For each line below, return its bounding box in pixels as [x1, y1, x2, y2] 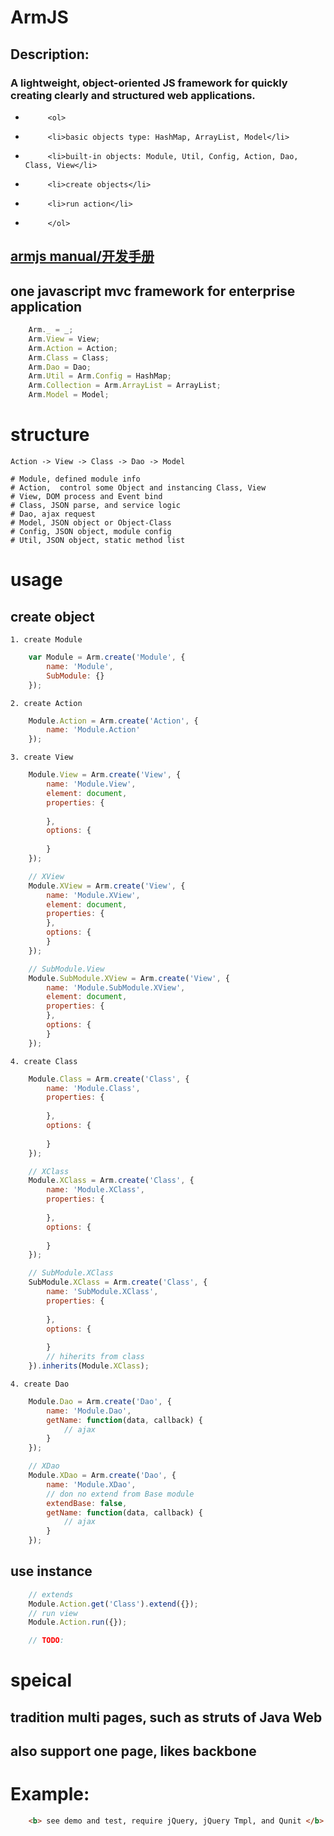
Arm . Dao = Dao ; [28, 362, 92, 372]
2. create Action [10, 698, 83, 708]
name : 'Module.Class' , [46, 1083, 141, 1093]
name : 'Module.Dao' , [46, 1406, 132, 1416]
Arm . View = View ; [28, 334, 101, 344]
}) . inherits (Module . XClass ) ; [28, 1361, 150, 1371]
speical [10, 1669, 73, 1692]
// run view [28, 1608, 78, 1618]
